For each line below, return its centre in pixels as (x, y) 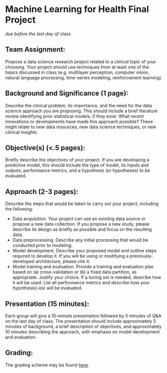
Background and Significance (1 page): (67, 94)
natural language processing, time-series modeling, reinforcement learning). (84, 77)
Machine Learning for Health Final (77, 9)
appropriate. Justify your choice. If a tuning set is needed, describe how (87, 277)
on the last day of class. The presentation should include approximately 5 (81, 321)
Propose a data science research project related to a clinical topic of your (81, 62)
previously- (141, 256)
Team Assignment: (35, 49)
